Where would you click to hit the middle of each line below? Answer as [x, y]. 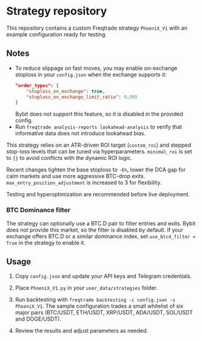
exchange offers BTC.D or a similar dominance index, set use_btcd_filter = [101, 236]
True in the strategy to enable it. [46, 242]
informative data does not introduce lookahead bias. [80, 133]
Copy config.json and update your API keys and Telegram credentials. [103, 276]
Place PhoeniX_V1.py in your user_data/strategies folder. [86, 288]
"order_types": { [37, 85]
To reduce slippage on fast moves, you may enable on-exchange [96, 68]
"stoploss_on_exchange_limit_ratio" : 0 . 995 [82, 97]
